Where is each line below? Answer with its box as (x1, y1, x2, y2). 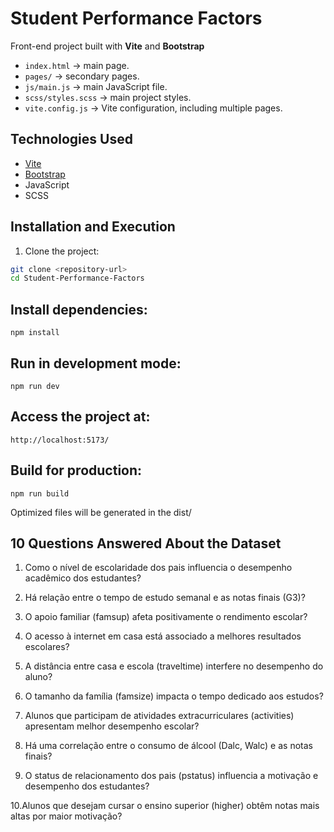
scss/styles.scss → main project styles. (24, 91, 192, 103)
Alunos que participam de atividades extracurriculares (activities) (24, 710, 295, 722)
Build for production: (10, 462, 143, 479)
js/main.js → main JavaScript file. (24, 80, 168, 92)
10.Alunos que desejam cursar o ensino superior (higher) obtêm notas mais (10, 800, 320, 812)
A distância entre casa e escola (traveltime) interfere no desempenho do (24, 660, 324, 672)
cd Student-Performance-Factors (10, 273, 145, 284)
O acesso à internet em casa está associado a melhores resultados (24, 630, 302, 642)
